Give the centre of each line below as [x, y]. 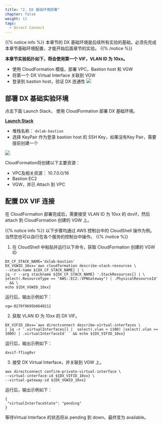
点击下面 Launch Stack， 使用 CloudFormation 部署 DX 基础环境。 [71, 111]
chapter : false [20, 14]
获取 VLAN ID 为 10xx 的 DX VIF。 [46, 315]
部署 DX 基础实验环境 [37, 98]
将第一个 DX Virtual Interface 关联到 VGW [54, 75]
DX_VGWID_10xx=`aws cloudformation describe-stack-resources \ [71, 266]
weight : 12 [16, 19]
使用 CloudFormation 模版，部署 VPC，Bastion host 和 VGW [72, 69]
